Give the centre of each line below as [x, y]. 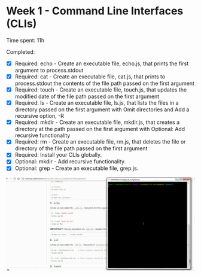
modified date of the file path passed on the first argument [87, 96]
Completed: [21, 51]
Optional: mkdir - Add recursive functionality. [70, 162]
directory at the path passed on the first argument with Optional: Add [100, 129]
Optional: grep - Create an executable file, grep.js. [77, 168]
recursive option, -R [39, 116]
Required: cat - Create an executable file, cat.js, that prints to [90, 77]
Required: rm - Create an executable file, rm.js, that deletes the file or [100, 142]
